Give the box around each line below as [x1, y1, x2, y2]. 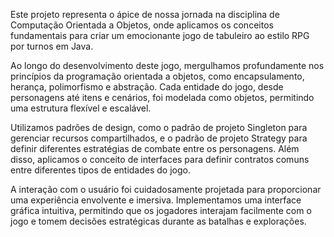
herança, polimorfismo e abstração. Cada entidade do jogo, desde [10, 81, 284, 93]
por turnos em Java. [10, 40, 94, 52]
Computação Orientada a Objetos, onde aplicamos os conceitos [10, 19, 274, 31]
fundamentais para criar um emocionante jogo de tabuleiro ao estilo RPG [10, 30, 310, 41]
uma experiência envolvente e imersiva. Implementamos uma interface [10, 194, 302, 206]
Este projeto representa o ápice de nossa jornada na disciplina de [10, 9, 280, 20]
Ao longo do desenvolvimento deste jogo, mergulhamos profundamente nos [10, 60, 325, 71]
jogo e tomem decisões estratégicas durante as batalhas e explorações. [10, 215, 307, 227]
